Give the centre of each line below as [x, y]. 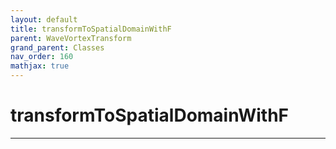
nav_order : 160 [42, 57]
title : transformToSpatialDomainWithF [91, 29]
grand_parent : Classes [57, 47]
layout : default [44, 19]
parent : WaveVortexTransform [71, 38]
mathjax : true [40, 66]
